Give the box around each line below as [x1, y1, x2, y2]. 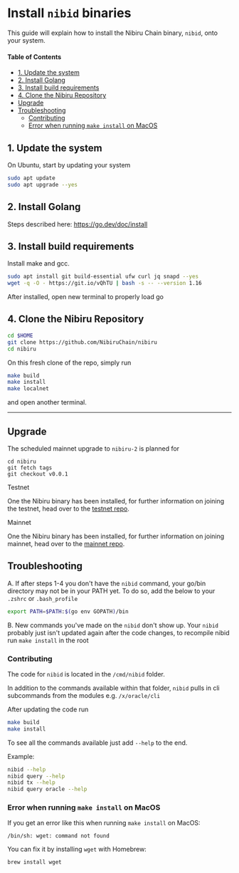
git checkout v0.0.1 [7, 470, 69, 478]
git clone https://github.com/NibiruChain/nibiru [7, 338, 158, 346]
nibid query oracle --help [7, 785, 87, 793]
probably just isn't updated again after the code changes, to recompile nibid [7, 628, 230, 637]
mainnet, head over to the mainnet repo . [7, 539, 125, 548]
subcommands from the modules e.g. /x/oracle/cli [7, 691, 161, 699]
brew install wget [7, 859, 62, 866]
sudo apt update [7, 174, 55, 182]
